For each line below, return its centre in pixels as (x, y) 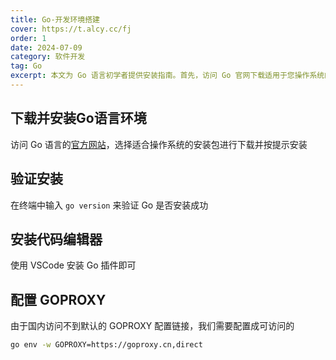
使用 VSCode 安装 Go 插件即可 (73, 265)
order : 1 (28, 38)
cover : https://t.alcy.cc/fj (71, 29)
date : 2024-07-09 (46, 47)
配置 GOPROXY (58, 299)
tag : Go (26, 66)
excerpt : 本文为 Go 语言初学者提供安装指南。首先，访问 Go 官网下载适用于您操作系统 (167, 76)
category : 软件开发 (48, 57)
